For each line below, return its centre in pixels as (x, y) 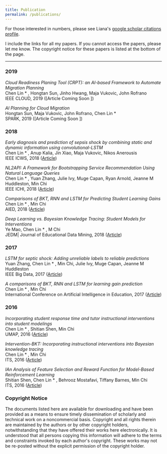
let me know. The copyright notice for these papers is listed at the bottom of (83, 49)
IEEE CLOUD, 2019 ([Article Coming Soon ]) (50, 98)
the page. (15, 54)
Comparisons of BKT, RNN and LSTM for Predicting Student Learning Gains (83, 199)
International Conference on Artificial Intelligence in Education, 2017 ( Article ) (83, 295)
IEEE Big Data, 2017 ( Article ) (34, 274)
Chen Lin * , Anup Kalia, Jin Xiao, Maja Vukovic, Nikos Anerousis (71, 153)
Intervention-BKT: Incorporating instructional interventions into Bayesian (80, 343)
